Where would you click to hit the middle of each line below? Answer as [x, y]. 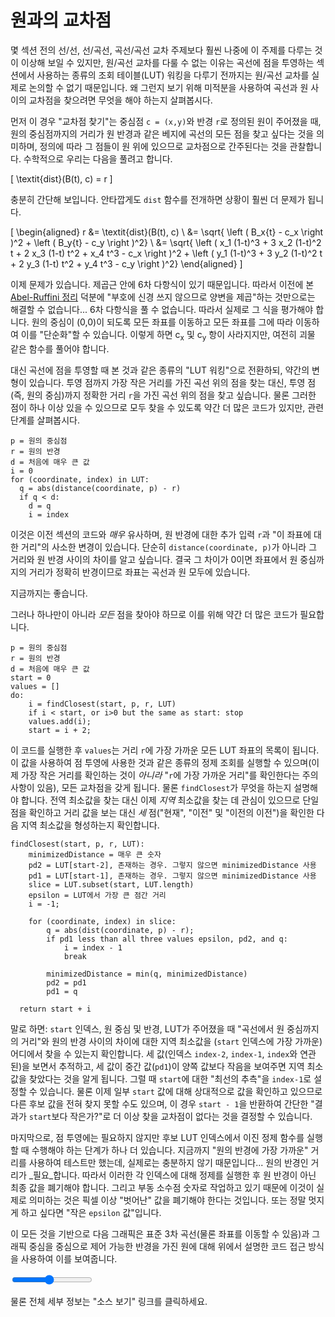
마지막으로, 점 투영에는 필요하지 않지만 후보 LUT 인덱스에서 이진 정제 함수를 [157, 1137]
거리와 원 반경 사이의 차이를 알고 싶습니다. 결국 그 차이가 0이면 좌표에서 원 [154, 559]
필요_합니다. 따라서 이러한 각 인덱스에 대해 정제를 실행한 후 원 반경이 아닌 [175, 1175]
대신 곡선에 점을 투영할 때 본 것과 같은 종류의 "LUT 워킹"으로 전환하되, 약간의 [160, 370]
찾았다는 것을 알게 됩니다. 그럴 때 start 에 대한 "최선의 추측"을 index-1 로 [170, 1078]
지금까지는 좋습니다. [49, 593]
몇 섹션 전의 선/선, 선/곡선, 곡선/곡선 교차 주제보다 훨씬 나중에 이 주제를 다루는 [161, 50]
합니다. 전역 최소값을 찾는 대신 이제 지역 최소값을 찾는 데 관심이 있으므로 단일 [170, 800]
